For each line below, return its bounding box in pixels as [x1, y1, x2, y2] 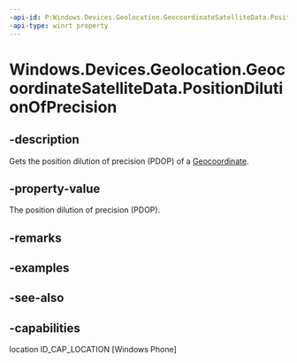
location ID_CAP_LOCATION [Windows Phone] [9, 344, 177, 355]
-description [9, 132, 80, 147]
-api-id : [9, 12, 42, 22]
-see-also [9, 290, 65, 305]
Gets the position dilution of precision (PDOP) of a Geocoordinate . [9, 156, 249, 166]
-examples [9, 260, 70, 275]
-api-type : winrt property [9, 21, 109, 30]
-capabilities [9, 321, 81, 336]
